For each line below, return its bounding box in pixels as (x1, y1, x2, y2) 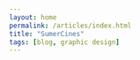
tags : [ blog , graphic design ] (9, 37, 121, 47)
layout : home (9, 12, 57, 22)
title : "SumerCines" (9, 29, 85, 38)
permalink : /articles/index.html (9, 21, 132, 30)
